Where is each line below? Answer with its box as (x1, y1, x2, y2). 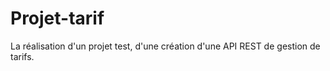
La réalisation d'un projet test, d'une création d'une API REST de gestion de (10, 40, 321, 52)
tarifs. (10, 50, 35, 62)
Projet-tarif (10, 7, 105, 30)
